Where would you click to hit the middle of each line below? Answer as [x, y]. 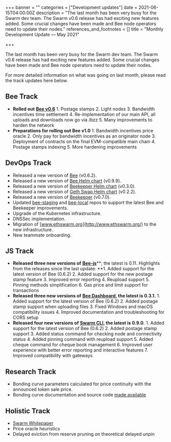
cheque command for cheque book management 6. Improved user [83, 345]
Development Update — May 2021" [42, 34]
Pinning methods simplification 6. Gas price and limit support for [80, 285]
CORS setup [26, 318]
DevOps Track [28, 163]
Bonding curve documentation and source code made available [79, 395]
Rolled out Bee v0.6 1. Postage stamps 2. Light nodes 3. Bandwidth [83, 109]
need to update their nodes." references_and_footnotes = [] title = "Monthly [84, 29]
